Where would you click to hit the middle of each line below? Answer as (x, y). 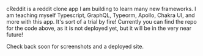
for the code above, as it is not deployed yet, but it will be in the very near (99, 28)
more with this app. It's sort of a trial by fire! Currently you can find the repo (102, 22)
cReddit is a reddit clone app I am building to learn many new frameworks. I (102, 9)
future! (15, 35)
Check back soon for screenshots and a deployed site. (75, 46)
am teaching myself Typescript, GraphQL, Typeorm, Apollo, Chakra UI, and (101, 15)
